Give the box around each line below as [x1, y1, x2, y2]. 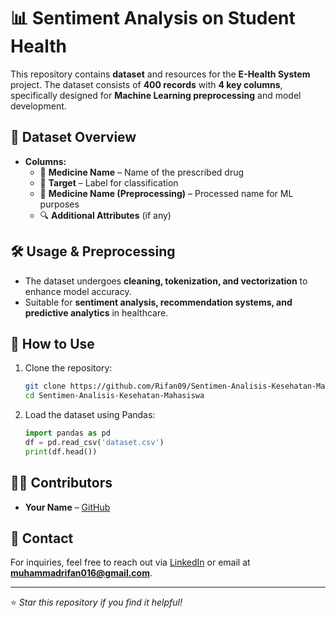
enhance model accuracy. [24, 285, 132, 297]
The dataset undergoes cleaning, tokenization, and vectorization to [24, 275, 308, 287]
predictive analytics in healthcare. [24, 306, 169, 319]
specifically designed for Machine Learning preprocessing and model [10, 89, 302, 101]
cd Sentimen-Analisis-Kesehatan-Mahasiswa [24, 391, 205, 401]
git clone [24, 381, 67, 392]
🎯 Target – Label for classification [39, 176, 179, 189]
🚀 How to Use [10, 335, 95, 352]
